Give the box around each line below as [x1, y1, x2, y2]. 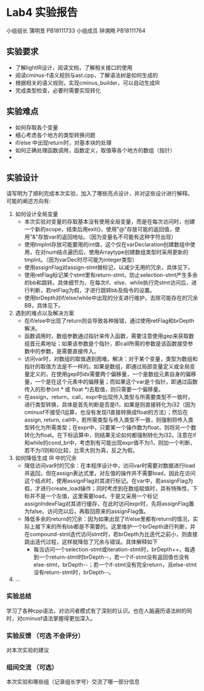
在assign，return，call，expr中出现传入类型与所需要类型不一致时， [24, 393, 194, 401]
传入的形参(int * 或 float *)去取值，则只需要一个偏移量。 [24, 385, 164, 393]
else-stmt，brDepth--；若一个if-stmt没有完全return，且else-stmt [33, 561, 197, 568]
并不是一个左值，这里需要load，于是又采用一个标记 [29, 492, 158, 500]
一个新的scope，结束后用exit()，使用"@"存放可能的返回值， [24, 226, 175, 233]
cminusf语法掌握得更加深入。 [22, 614, 96, 622]
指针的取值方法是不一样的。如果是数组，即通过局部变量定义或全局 [24, 363, 190, 370]
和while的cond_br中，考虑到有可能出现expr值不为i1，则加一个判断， [24, 439, 196, 446]
